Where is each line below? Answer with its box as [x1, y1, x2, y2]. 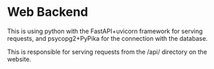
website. [7, 55, 32, 63]
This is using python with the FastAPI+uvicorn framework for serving [7, 27, 203, 35]
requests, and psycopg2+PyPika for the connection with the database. [7, 34, 208, 42]
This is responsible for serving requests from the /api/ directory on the [7, 48, 207, 56]
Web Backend [7, 4, 88, 20]
